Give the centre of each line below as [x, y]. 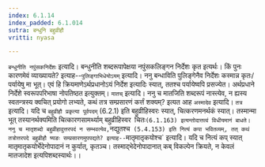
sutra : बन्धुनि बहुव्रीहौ [36, 30]
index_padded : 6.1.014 [45, 23]
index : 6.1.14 [32, 15]
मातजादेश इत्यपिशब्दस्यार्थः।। [45, 155]
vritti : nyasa [32, 37]
